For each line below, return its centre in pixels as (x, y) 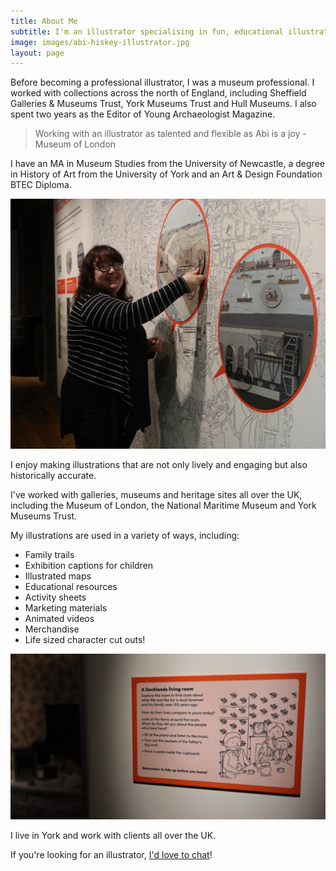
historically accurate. (53, 476)
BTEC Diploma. (41, 185)
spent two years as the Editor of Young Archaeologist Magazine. (143, 114)
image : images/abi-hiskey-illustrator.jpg (100, 42)
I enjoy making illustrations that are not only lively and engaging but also (159, 465)
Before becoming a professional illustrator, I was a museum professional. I (162, 82)
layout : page (37, 53)
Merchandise (52, 629)
